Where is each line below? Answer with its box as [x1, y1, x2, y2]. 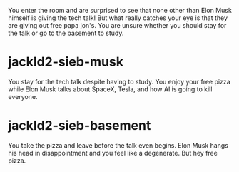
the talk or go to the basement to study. [8, 29, 124, 37]
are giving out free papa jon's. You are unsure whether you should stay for [8, 21, 227, 29]
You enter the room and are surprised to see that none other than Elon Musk [8, 6, 233, 14]
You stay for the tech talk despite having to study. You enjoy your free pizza [8, 77, 230, 86]
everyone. [8, 92, 38, 101]
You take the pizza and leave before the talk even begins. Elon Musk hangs [8, 141, 229, 149]
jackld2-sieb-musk [8, 54, 124, 70]
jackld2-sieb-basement [8, 118, 151, 134]
